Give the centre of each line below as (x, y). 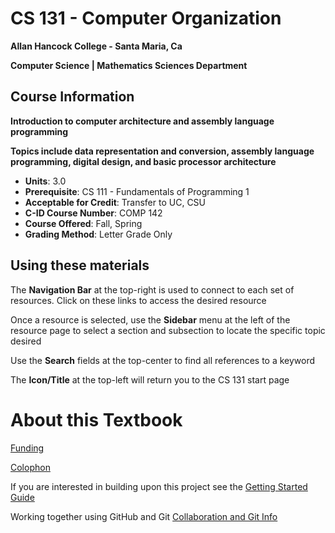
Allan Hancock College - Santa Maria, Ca (96, 46)
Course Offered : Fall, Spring (83, 223)
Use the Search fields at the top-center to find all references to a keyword (163, 360)
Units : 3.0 (45, 181)
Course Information (72, 97)
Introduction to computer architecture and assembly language (142, 121)
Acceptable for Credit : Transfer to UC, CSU (115, 202)
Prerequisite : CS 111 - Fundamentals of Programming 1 (137, 191)
